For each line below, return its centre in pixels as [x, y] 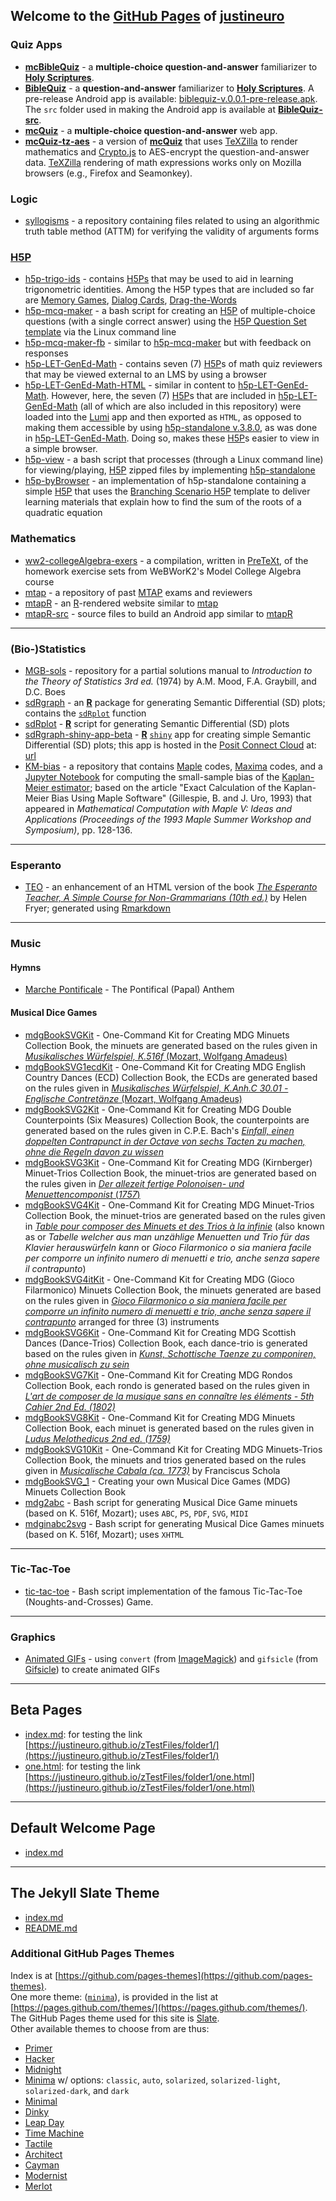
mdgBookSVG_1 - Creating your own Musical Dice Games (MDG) [157, 1481]
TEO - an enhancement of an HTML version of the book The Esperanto [171, 887]
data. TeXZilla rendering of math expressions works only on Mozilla [163, 162]
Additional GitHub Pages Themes [92, 1954]
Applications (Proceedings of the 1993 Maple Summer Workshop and [168, 819]
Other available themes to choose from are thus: [110, 2028]
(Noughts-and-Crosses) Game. [89, 1601]
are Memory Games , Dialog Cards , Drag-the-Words [130, 300]
